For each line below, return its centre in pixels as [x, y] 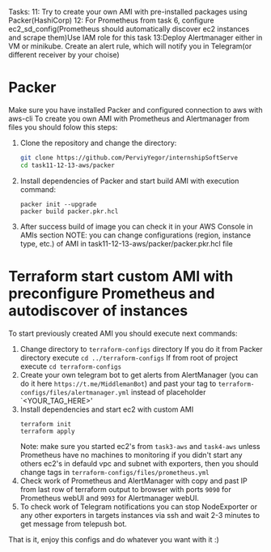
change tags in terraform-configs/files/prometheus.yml [114, 472]
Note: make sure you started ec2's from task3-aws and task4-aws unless [140, 446]
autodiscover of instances [98, 310]
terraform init [46, 424]
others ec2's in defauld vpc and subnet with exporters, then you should [139, 463]
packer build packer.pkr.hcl [69, 211]
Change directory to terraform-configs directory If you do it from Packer [141, 349]
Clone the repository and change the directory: [98, 143]
